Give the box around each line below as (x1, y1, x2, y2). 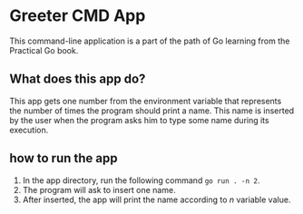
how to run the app (9, 151, 118, 166)
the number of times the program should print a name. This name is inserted (9, 105, 295, 116)
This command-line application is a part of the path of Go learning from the (9, 35, 290, 46)
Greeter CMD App (9, 5, 146, 26)
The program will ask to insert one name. (22, 184, 176, 195)
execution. (9, 124, 49, 135)
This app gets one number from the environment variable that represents (9, 95, 282, 106)
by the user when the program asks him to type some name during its (9, 114, 269, 125)
